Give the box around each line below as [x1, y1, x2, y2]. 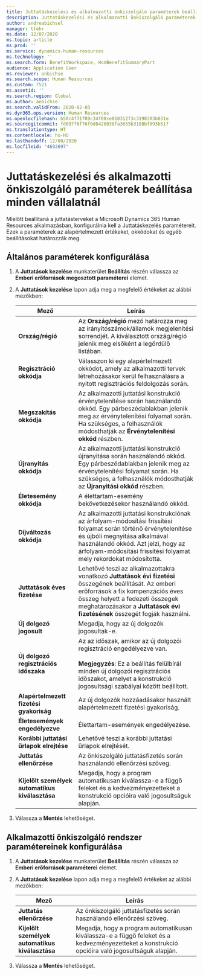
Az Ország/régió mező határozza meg [78, 317, 188, 325]
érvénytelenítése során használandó [78, 397, 181, 405]
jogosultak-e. [78, 627, 117, 636]
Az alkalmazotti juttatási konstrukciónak [78, 510, 192, 518]
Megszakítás [18, 408, 56, 417]
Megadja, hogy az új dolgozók [78, 619, 164, 628]
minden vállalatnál [6, 195, 101, 209]
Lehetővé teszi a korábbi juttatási [78, 734, 172, 743]
